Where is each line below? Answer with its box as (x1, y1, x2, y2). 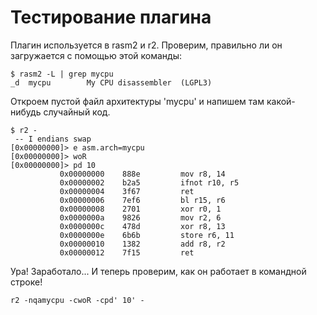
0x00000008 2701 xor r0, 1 (59, 204, 222, 214)
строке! (10, 276, 43, 288)
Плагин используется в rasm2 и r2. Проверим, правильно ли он (10, 39, 283, 51)
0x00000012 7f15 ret (59, 247, 195, 258)
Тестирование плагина (10, 6, 212, 29)
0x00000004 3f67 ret (59, 186, 195, 196)
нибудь (10, 106, 42, 118)
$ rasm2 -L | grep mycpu (10, 69, 114, 79)
